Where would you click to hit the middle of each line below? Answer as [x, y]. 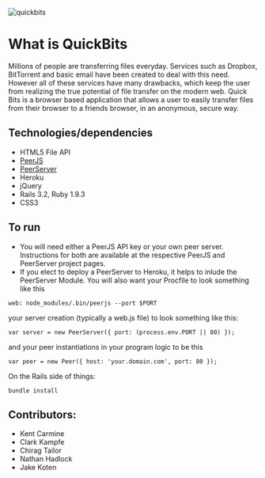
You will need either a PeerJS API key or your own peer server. [121, 246]
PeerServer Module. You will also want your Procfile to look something [134, 280]
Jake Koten [38, 468]
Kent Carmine [42, 434]
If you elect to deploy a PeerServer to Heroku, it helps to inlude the [128, 271]
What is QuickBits [68, 44]
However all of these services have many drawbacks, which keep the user [129, 82]
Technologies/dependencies [80, 133]
